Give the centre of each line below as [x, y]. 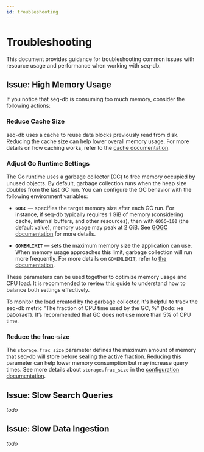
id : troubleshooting [33, 12]
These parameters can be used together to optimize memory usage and [97, 277]
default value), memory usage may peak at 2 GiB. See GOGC [91, 227]
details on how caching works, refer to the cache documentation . [88, 147]
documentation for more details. [55, 234]
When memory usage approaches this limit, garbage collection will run [104, 252]
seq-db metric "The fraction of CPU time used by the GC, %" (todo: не [95, 308]
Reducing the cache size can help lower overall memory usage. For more [98, 141]
